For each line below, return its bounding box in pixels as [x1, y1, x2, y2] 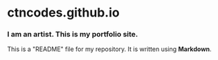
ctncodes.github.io [7, 5, 120, 21]
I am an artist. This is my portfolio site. [7, 30, 138, 39]
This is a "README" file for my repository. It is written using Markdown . [7, 45, 212, 53]
